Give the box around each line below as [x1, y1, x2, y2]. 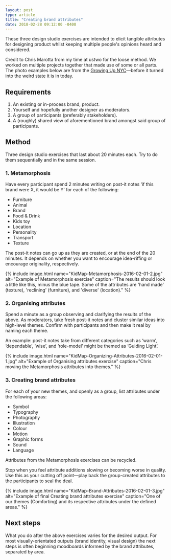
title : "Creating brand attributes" [5, 17, 83, 22]
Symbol [12, 404, 29, 410]
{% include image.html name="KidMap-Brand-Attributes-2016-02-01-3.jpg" [5, 487, 165, 494]
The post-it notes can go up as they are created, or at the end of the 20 [5, 250, 156, 256]
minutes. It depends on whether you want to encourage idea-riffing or [5, 255, 153, 261]
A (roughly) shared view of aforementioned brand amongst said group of [12, 118, 166, 124]
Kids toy [12, 218, 31, 225]
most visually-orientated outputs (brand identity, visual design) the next [5, 537, 156, 544]
